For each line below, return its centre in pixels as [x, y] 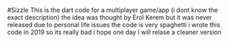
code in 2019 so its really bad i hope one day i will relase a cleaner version [114, 32]
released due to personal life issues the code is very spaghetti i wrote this [114, 25]
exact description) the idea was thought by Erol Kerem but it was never [110, 17]
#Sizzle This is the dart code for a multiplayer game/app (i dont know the [113, 10]
